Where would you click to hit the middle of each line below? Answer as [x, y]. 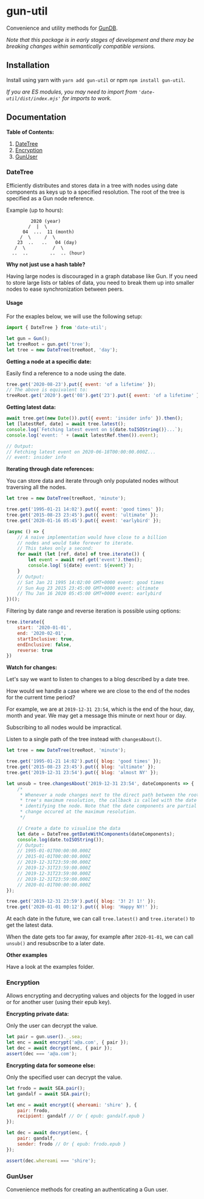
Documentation [36, 117]
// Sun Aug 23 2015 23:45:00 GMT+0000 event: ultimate [88, 588]
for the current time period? [41, 698]
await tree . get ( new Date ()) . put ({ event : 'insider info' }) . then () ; [95, 418]
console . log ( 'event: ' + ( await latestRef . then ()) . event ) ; [83, 435]
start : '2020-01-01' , [44, 628]
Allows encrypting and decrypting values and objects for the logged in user [100, 996]
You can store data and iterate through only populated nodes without [92, 481]
